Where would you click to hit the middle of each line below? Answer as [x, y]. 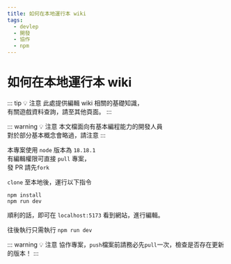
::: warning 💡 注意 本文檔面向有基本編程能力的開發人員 [85, 126]
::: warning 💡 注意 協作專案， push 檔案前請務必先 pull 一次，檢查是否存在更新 [116, 245]
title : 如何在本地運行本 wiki [47, 14]
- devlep [26, 26]
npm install [24, 195]
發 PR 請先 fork [29, 167]
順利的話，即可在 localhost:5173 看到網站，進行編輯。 [86, 215]
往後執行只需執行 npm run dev [50, 229]
